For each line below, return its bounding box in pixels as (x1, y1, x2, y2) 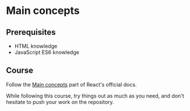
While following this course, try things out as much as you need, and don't (6, 92, 185, 99)
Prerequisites (6, 27, 56, 37)
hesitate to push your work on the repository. (6, 98, 114, 105)
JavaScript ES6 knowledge (14, 49, 80, 56)
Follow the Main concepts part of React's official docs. (6, 81, 137, 88)
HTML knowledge (14, 42, 58, 49)
